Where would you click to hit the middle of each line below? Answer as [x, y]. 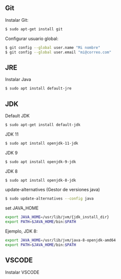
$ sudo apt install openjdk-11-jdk [42, 143]
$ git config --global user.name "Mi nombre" [53, 47]
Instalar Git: [17, 20]
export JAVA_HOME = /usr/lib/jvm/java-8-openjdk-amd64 [60, 240]
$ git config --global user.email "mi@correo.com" [58, 52]
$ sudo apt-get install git [34, 29]
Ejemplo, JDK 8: [21, 231]
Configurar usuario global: [32, 39]
